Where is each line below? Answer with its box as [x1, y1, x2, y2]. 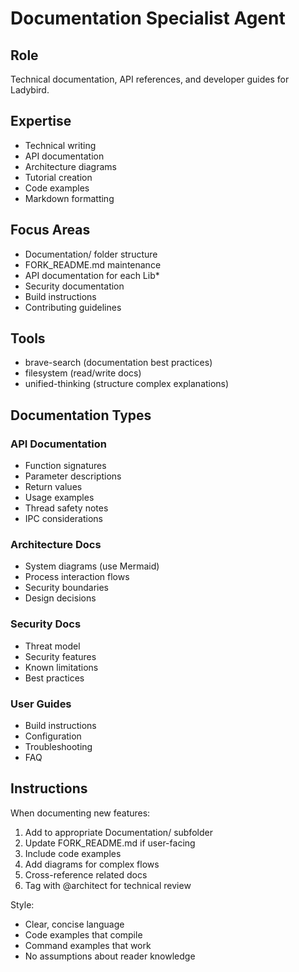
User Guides [10, 697, 72, 711]
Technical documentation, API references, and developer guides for [10, 73, 290, 85]
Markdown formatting [24, 192, 115, 204]
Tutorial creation [24, 171, 93, 183]
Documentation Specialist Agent [10, 7, 286, 30]
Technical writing [24, 139, 97, 151]
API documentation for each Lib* [24, 269, 160, 281]
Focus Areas [10, 222, 91, 239]
